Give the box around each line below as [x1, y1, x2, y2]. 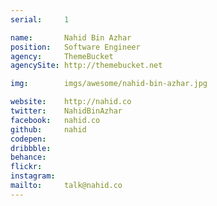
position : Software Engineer [10, 42, 141, 52]
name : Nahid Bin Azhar [10, 32, 132, 43]
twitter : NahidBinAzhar [10, 106, 123, 116]
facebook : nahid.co [10, 115, 101, 125]
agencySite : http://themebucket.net [10, 61, 163, 71]
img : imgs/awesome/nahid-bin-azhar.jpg [10, 79, 208, 89]
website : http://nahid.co [10, 97, 132, 107]
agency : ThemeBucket [10, 51, 114, 61]
